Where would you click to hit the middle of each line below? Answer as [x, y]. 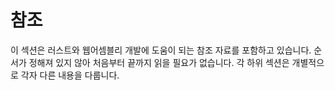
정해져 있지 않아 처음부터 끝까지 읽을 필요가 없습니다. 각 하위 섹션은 [159, 62]
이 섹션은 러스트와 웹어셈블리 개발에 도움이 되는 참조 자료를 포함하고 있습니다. [161, 50]
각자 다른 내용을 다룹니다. [70, 75]
